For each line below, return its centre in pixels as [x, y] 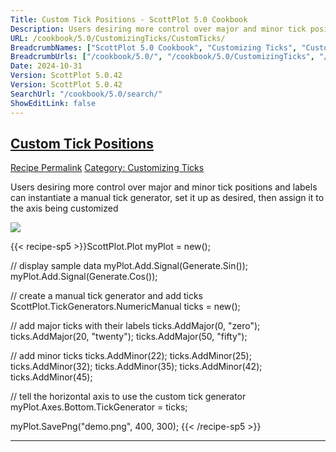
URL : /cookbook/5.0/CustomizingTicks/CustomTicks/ [118, 38]
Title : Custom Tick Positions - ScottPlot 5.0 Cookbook [129, 19]
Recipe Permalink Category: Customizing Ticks [107, 168]
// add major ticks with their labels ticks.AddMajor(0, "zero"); [135, 326]
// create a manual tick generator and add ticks [107, 296]
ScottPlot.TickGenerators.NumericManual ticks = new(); [125, 307]
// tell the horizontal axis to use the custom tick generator [128, 397]
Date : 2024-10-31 [46, 66]
